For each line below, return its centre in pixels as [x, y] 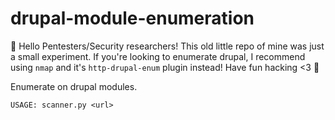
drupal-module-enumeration [132, 18]
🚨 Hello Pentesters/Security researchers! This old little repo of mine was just [167, 46]
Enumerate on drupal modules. [74, 86]
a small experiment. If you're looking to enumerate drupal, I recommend [158, 56]
